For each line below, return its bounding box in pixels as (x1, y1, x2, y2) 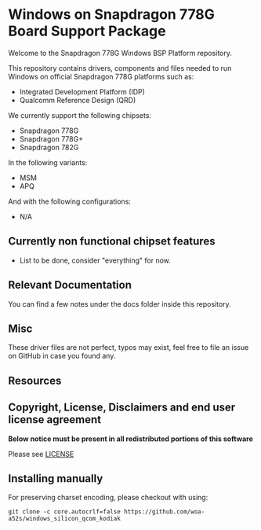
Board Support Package (8, 22, 166, 40)
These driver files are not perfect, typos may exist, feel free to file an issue (8, 343, 249, 352)
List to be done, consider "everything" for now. (19, 256, 171, 265)
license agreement (8, 413, 102, 426)
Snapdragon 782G (19, 142, 79, 152)
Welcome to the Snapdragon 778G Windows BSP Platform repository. (8, 48, 233, 57)
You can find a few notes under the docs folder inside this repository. (8, 299, 231, 308)
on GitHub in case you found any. (8, 351, 116, 361)
